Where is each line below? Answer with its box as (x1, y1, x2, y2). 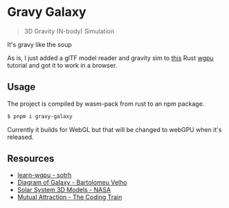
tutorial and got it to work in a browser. (7, 61, 118, 69)
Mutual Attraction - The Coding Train (17, 193, 122, 201)
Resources (7, 153, 55, 164)
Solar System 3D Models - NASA (17, 186, 111, 194)
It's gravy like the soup (7, 40, 73, 48)
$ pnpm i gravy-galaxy (7, 113, 73, 120)
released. (7, 133, 34, 141)
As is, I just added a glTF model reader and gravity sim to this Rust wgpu (7, 53, 214, 62)
